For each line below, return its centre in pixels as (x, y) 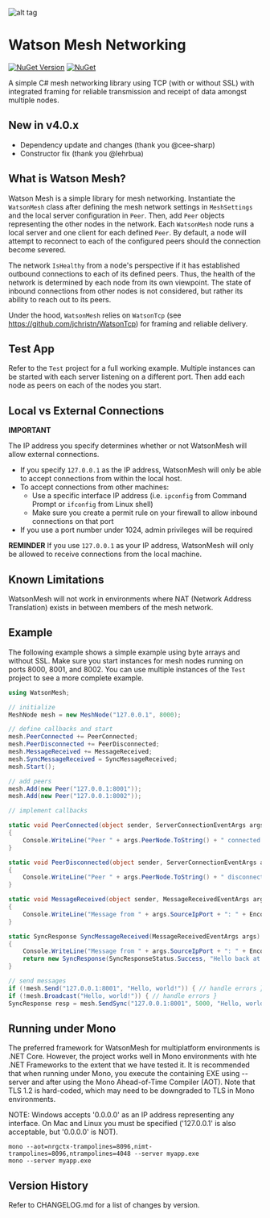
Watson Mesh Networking (97, 45)
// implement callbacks (48, 811)
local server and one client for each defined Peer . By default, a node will (127, 232)
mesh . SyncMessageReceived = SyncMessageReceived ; (93, 759)
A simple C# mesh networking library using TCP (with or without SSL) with (131, 83)
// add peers (30, 781)
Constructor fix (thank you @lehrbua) (82, 153)
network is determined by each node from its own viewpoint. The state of (130, 282)
